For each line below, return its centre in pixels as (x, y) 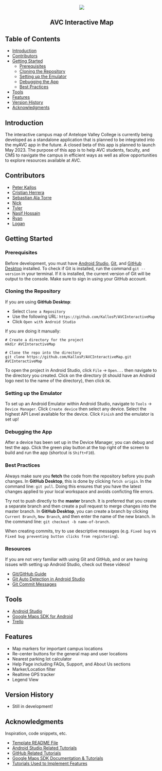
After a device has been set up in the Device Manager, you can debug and (80, 442)
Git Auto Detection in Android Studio (48, 579)
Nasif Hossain (26, 213)
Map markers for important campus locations (57, 648)
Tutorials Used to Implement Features (50, 764)
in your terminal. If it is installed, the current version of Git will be (86, 273)
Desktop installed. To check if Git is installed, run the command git (72, 268)
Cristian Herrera (28, 193)
